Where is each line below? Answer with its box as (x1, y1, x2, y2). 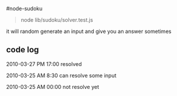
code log (6, 45, 39, 55)
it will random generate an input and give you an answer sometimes (6, 28, 172, 35)
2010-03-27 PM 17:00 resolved (6, 60, 82, 67)
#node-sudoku (6, 5, 43, 12)
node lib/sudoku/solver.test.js (20, 16, 93, 23)
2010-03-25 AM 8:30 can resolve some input (6, 72, 117, 79)
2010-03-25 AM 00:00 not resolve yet (6, 83, 99, 90)
